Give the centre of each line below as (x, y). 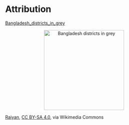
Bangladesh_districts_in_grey (35, 23)
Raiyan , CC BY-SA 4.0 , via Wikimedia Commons (54, 117)
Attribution (28, 9)
